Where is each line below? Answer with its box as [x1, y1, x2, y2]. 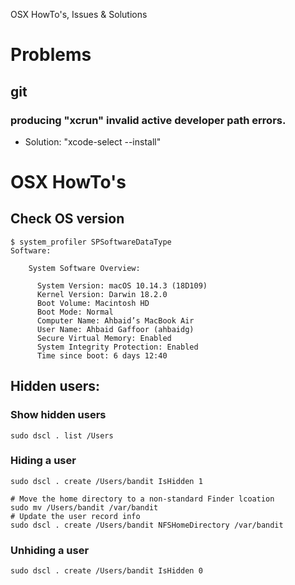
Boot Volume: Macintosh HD [36, 298, 150, 308]
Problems [10, 44, 92, 66]
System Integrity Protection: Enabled [36, 342, 199, 352]
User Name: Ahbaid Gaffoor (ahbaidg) [36, 324, 195, 334]
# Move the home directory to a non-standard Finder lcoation [10, 494, 275, 504]
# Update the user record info [10, 511, 141, 521]
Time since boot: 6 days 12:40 [36, 350, 168, 361]
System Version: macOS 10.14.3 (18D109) [36, 280, 208, 291]
